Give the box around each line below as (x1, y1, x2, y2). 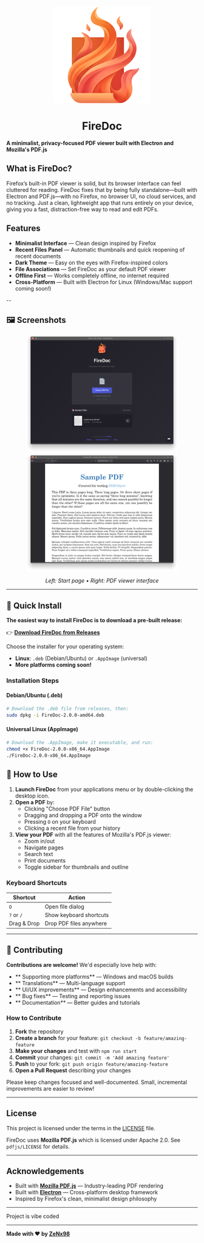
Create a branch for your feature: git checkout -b (15, 1034, 141, 1041)
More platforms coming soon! (15, 661, 92, 668)
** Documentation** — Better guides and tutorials (15, 999, 141, 1006)
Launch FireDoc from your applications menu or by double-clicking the (15, 785, 194, 793)
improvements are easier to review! (6, 1085, 95, 1092)
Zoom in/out (24, 837, 55, 845)
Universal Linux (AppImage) (6, 725, 79, 732)
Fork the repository (15, 1027, 64, 1035)
